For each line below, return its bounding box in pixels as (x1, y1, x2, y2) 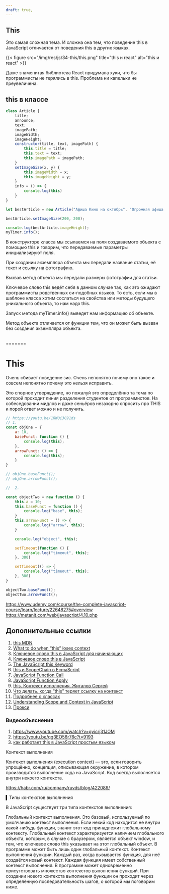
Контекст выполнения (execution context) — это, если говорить (6, 759, 142, 765)
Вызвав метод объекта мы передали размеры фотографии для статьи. (6, 275, 158, 281)
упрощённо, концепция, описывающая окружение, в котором (6, 764, 139, 770)
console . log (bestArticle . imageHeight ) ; (6, 225, 90, 230)
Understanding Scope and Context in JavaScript (13, 699, 114, 705)
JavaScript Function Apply (13, 677, 68, 683)
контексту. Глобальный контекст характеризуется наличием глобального (6, 830, 164, 836)
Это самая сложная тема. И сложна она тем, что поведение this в (6, 39, 148, 45)
